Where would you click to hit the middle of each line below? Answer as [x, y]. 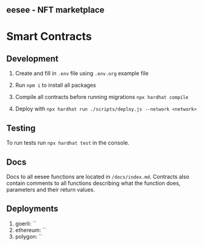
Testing [21, 128]
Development [33, 58]
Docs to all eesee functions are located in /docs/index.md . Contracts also [98, 177]
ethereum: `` [30, 230]
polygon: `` [29, 236]
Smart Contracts [49, 36]
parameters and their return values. [51, 190]
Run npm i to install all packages [55, 85]
